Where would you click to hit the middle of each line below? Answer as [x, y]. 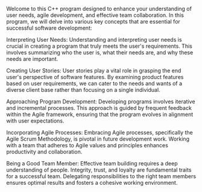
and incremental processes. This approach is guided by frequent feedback [99, 108]
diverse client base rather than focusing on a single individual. [84, 90]
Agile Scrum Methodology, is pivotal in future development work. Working [98, 139]
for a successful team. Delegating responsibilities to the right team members [101, 176]
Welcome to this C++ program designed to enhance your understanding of [99, 9]
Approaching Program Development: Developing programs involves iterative [101, 101]
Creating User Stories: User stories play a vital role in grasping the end [94, 71]
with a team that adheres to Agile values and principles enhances [87, 145]
